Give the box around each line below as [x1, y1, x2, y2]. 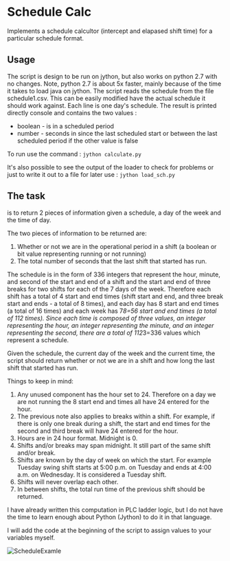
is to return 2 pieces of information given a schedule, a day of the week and [7, 208, 221, 217]
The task [7, 190, 46, 202]
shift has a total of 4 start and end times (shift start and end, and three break [7, 292, 224, 300]
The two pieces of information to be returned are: [7, 229, 147, 237]
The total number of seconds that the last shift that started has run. [16, 256, 207, 265]
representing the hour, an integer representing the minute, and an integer [7, 321, 214, 329]
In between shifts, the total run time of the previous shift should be [16, 485, 205, 493]
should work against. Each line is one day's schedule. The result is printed [7, 101, 217, 110]
